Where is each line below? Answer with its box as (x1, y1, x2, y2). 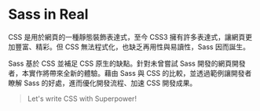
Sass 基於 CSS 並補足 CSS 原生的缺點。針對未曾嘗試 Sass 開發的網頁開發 (8, 59, 246, 68)
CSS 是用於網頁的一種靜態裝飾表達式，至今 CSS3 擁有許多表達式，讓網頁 (8, 32, 246, 41)
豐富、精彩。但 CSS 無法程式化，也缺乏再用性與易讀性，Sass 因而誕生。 (14, 41, 250, 52)
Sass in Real (8, 5, 89, 23)
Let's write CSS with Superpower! (27, 94, 137, 103)
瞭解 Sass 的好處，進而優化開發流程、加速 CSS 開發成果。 (8, 78, 197, 88)
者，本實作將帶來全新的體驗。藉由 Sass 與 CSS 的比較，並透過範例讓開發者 (8, 68, 252, 77)
